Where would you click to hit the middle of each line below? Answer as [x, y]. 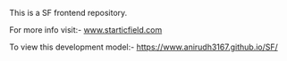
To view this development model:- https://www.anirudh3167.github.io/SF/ [144, 47]
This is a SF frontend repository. [68, 13]
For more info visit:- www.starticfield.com [86, 30]
